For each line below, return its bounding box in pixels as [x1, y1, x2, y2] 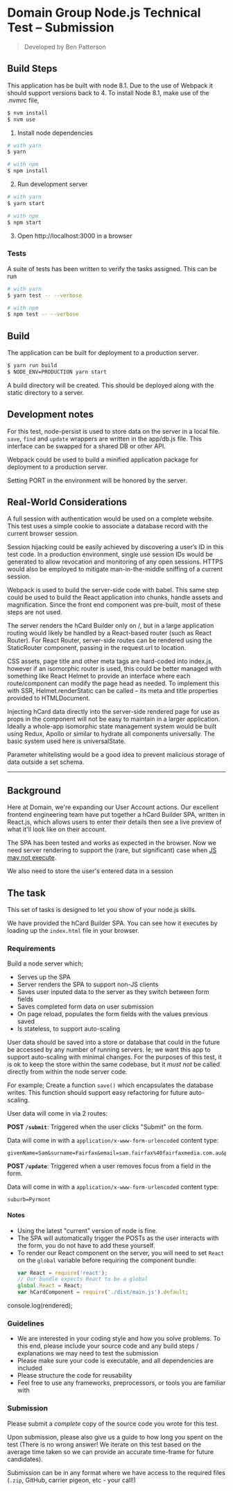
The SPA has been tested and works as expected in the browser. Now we [7, 839, 216, 847]
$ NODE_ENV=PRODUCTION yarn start [7, 368, 107, 375]
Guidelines [7, 1319, 44, 1328]
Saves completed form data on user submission [17, 1002, 154, 1011]
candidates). [7, 1455, 43, 1463]
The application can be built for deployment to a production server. [7, 349, 199, 357]
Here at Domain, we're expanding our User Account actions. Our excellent [7, 803, 219, 811]
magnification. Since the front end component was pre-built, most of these [7, 601, 221, 609]
